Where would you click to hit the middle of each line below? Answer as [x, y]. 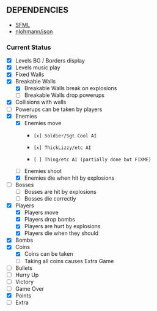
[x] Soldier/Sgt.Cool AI [65, 136]
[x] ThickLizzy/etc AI [62, 148]
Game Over [30, 288]
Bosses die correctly [50, 198]
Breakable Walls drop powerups [64, 95]
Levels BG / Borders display [50, 61]
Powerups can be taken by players [59, 109]
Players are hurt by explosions [62, 226]
